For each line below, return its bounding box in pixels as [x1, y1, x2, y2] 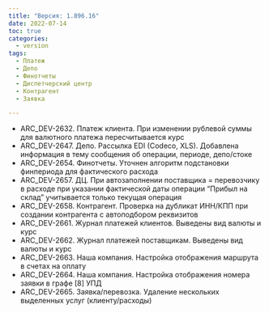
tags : [8, 49, 27, 57]
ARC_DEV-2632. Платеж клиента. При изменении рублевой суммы [19, 124, 253, 133]
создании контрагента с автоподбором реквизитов [19, 209, 199, 219]
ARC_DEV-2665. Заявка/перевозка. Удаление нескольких [19, 287, 220, 297]
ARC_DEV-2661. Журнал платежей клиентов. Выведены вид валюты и [19, 218, 262, 228]
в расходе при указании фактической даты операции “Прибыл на [19, 184, 248, 194]
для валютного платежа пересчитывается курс [19, 133, 185, 142]
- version [15, 42, 49, 50]
